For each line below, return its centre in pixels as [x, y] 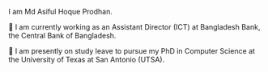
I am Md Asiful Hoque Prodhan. [61, 12]
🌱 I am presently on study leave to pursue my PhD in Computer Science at [132, 51]
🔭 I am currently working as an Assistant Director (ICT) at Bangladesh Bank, [134, 27]
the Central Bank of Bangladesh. [62, 36]
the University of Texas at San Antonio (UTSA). [87, 60]
